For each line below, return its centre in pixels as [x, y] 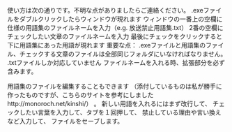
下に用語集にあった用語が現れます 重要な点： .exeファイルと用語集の [107, 45]
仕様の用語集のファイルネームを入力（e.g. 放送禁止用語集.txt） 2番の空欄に [115, 28]
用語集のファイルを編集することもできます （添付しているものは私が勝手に [115, 86]
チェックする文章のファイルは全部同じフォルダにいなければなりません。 [123, 54]
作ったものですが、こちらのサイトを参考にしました [80, 95]
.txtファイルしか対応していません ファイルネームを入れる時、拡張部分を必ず [116, 63]
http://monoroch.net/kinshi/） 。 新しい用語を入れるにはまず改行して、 [109, 104]
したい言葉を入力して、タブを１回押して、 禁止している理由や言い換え [120, 112]
